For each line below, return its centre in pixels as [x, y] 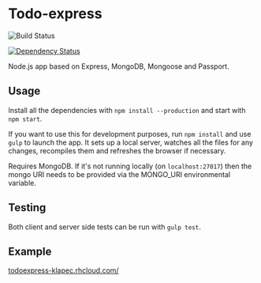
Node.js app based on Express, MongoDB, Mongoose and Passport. [119, 66]
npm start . [25, 119]
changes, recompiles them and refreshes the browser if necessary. [117, 150]
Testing [27, 208]
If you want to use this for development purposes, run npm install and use [130, 134]
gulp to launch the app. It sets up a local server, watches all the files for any [131, 142]
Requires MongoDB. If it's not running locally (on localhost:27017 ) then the [130, 166]
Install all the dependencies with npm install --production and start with [127, 110]
